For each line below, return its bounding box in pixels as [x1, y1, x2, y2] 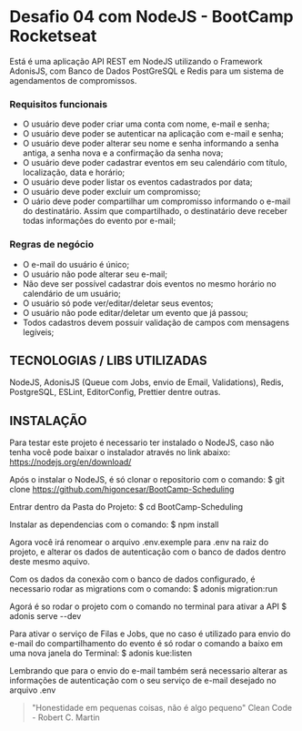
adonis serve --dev [9, 611, 82, 622]
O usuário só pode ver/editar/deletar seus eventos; [22, 298, 214, 309]
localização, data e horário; [22, 167, 126, 178]
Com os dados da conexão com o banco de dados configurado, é [9, 574, 256, 584]
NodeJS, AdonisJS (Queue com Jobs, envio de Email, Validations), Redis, [9, 377, 285, 388]
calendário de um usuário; [22, 288, 121, 299]
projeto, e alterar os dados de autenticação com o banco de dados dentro [9, 546, 287, 557]
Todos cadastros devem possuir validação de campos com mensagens [22, 317, 290, 328]
